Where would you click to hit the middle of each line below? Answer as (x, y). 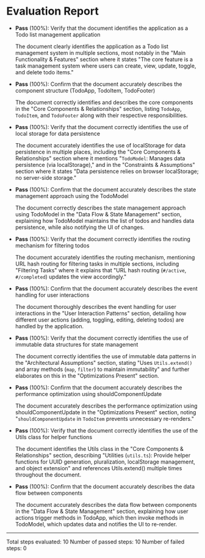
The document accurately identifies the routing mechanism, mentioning (105, 257)
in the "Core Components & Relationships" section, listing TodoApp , (98, 108)
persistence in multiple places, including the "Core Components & (98, 152)
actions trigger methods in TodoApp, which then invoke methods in (99, 517)
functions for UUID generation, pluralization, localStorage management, (105, 462)
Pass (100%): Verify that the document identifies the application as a (102, 28)
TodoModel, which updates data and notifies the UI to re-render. (96, 524)
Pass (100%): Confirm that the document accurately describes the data (105, 486)
